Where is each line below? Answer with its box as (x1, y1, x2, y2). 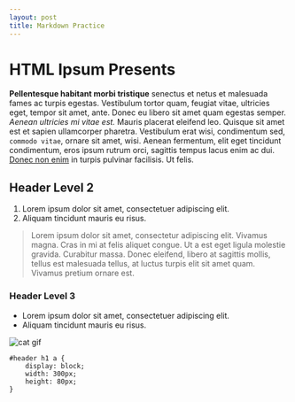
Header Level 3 (9, 290, 76, 302)
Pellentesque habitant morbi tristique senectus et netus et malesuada (9, 89, 268, 99)
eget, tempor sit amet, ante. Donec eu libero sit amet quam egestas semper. (9, 107, 286, 118)
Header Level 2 (9, 180, 95, 195)
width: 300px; (25, 369, 77, 378)
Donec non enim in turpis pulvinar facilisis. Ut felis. (9, 154, 195, 165)
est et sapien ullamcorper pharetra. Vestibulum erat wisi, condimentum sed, (9, 126, 286, 137)
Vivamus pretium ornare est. (30, 267, 135, 279)
